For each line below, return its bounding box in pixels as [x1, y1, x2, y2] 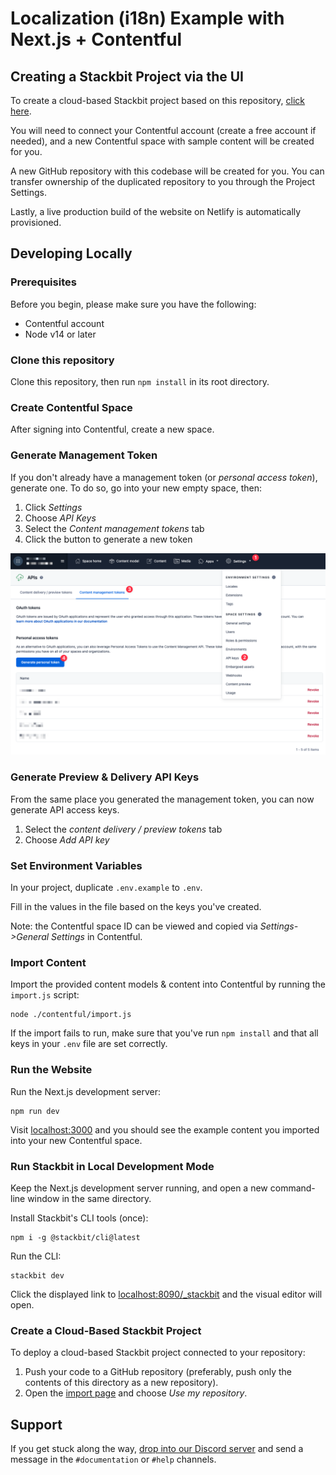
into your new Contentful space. [10, 1134, 143, 1146]
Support [10, 1416, 63, 1433]
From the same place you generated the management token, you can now [10, 793, 315, 805]
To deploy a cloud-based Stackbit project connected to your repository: [10, 1347, 306, 1359]
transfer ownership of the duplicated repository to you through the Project [10, 176, 316, 187]
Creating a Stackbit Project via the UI [10, 68, 244, 85]
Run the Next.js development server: [10, 1085, 161, 1097]
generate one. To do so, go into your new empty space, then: [10, 482, 263, 494]
